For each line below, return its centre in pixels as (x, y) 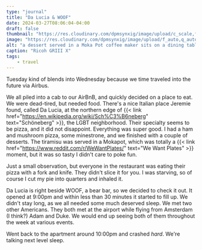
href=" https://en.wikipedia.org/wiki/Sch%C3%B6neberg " (77, 116)
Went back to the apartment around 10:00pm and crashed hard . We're (93, 234)
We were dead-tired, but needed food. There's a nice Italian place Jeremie (99, 103)
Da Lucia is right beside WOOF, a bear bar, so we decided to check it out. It (99, 190)
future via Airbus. (28, 85)
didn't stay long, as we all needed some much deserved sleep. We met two (99, 203)
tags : (13, 56)
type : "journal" (26, 12)
